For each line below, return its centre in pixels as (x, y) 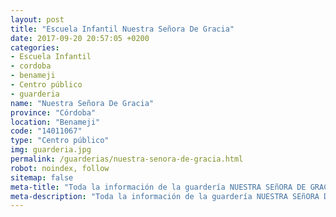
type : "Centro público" (60, 141)
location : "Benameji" (55, 122)
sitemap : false (42, 177)
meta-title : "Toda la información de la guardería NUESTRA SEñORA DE (158, 187)
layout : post (37, 19)
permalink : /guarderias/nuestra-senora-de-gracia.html (127, 159)
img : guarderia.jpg (51, 150)
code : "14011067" (46, 131)
